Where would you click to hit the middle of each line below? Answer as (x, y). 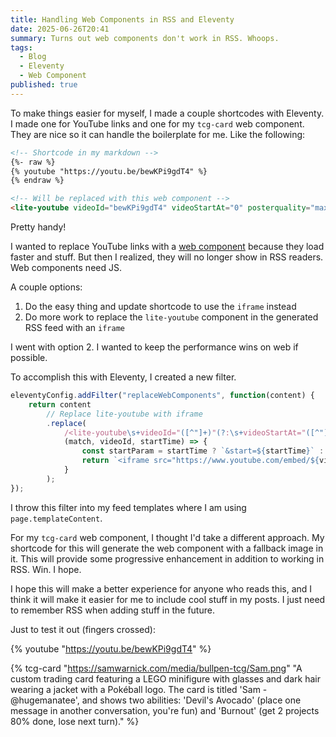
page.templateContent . (56, 518)
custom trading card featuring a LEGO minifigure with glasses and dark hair (165, 678)
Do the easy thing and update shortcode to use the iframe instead (160, 306)
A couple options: (46, 287)
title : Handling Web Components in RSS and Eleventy (122, 19)
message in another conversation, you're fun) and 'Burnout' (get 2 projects (165, 710)
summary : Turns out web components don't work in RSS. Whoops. (145, 38)
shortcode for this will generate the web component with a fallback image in (167, 548)
